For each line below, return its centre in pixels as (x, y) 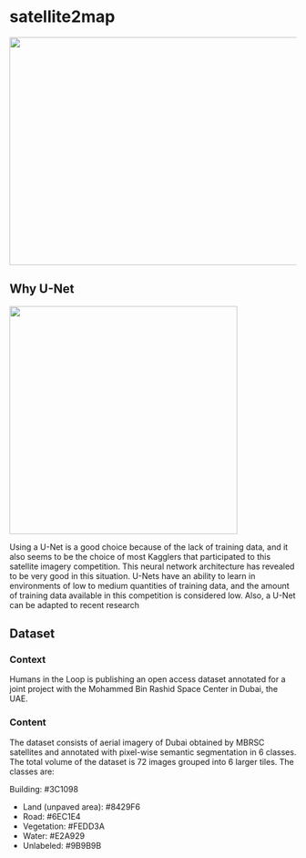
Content (28, 722)
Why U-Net (42, 289)
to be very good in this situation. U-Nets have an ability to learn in (133, 575)
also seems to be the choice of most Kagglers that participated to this (140, 556)
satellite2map (62, 17)
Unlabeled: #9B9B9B (62, 845)
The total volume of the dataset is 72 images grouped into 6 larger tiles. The (152, 761)
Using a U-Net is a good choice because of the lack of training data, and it (149, 547)
